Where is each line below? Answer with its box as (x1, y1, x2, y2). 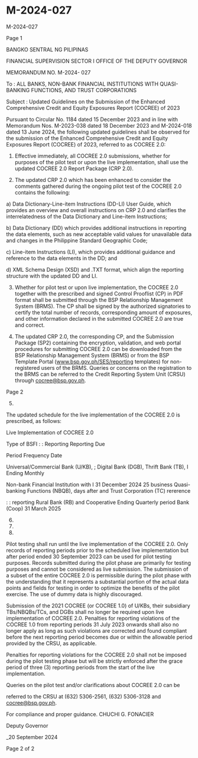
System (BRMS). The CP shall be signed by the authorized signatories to (14, 302, 191, 310)
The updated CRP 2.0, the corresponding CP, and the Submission (14, 333, 174, 340)
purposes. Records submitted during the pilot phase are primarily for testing (6, 559, 191, 566)
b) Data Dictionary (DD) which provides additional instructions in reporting (6, 224, 187, 231)
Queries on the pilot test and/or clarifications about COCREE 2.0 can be (6, 681, 180, 688)
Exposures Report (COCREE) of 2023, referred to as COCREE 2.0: (6, 141, 166, 148)
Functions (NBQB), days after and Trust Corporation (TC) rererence (27, 487, 191, 494)
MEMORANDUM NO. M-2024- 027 (6, 69, 91, 76)
